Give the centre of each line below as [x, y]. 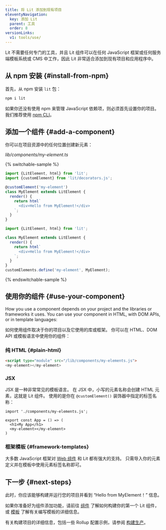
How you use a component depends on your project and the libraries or [79, 309]
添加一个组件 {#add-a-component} [60, 132]
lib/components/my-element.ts [37, 155]
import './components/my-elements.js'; [47, 412]
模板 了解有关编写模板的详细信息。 [46, 512]
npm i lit [15, 98]
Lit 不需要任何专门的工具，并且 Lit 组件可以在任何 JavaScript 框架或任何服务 [83, 52]
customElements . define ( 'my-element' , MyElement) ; [58, 270]
